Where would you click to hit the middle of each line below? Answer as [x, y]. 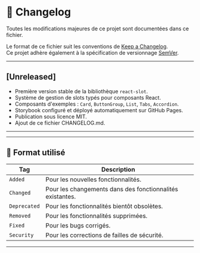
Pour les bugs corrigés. [78, 225]
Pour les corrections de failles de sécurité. [104, 235]
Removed [20, 216]
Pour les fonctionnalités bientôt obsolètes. [104, 206]
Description [118, 169]
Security [21, 235]
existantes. [61, 197]
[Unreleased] [31, 77]
